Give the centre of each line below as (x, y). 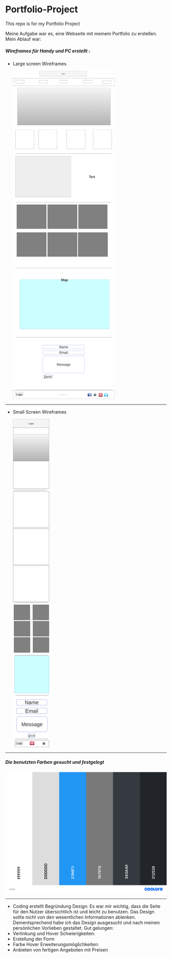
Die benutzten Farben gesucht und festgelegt (55, 762)
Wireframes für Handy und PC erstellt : (48, 51)
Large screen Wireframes (39, 64)
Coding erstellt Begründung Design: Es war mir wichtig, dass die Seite (87, 906)
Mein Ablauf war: (23, 39)
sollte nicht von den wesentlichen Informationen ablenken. (74, 917)
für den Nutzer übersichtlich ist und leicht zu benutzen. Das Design (83, 911)
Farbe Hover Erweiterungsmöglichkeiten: (56, 944)
